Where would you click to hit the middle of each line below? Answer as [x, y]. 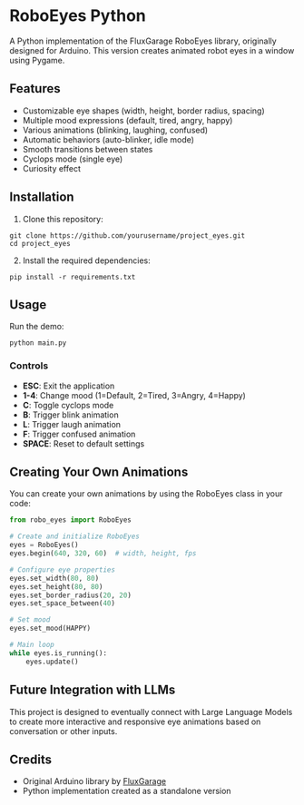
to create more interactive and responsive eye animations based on [135, 722]
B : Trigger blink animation [71, 415]
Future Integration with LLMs [93, 690]
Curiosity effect [52, 168]
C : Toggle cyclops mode [68, 405]
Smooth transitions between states [88, 149]
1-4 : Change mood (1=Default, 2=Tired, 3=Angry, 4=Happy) [134, 395]
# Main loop [32, 645]
